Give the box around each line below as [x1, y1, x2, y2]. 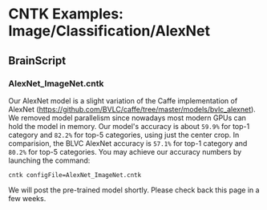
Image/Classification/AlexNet [8, 22, 211, 40]
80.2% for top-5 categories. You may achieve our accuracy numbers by [8, 147, 242, 156]
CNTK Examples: [8, 5, 124, 23]
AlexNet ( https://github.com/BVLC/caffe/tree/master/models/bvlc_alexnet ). [8, 104, 257, 114]
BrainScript [8, 54, 67, 67]
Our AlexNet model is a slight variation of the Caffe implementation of [8, 95, 238, 105]
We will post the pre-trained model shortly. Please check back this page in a [8, 185, 260, 195]
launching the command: [8, 155, 91, 165]
